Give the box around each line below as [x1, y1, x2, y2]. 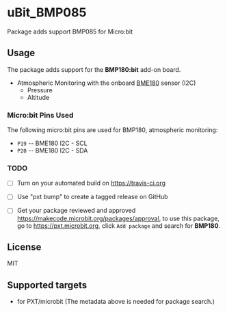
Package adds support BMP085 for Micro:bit [7, 27, 133, 36]
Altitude [27, 93, 50, 101]
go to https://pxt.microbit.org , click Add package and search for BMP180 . [16, 221, 221, 230]
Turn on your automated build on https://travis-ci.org [16, 179, 166, 187]
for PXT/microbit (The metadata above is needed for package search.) [16, 298, 215, 306]
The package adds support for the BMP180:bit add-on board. [7, 65, 181, 73]
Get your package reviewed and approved [16, 207, 136, 215]
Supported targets [7, 279, 88, 291]
